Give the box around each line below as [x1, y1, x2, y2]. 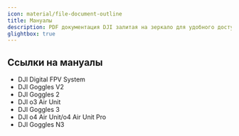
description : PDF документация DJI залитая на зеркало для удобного [7, 23, 215, 30]
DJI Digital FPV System [17, 75, 85, 84]
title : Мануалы [7, 17, 53, 24]
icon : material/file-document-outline [7, 10, 122, 18]
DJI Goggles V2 [17, 83, 64, 91]
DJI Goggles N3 [17, 120, 65, 129]
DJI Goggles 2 [17, 90, 60, 99]
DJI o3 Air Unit [17, 98, 61, 106]
